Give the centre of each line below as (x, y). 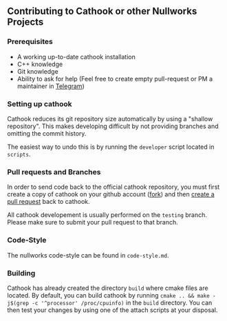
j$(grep (18, 303)
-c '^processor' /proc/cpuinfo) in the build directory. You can (122, 302)
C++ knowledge (40, 64)
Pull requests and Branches (54, 172)
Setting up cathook (40, 104)
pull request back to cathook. (49, 202)
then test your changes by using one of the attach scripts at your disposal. (112, 310)
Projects (25, 22)
